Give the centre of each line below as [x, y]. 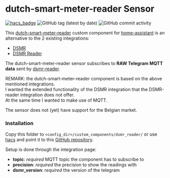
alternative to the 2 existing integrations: [47, 38]
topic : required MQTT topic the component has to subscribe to [78, 159]
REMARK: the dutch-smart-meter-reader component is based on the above [84, 78]
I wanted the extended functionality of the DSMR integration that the [77, 89]
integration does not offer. [47, 95]
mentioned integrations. [30, 84]
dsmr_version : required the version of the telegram [66, 170]
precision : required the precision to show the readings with [75, 165]
